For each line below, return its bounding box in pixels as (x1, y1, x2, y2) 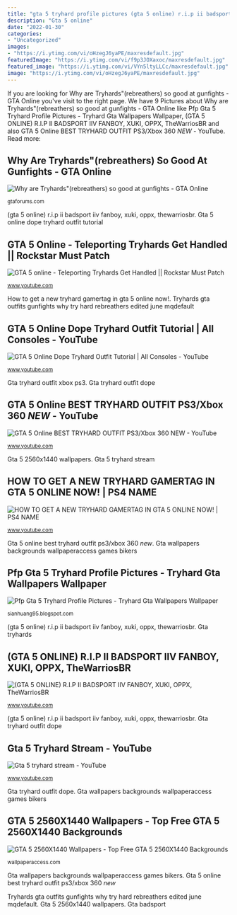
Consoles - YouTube (7, 333, 99, 345)
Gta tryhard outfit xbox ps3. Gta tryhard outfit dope (7, 378, 156, 386)
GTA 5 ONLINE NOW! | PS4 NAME (7, 486, 157, 499)
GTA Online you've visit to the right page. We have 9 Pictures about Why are (7, 96, 229, 105)
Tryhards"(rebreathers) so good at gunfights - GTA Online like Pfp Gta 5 (7, 104, 217, 113)
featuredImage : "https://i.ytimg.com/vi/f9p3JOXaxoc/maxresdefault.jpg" (7, 57, 226, 64)
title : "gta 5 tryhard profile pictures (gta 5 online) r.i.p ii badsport (7, 10, 232, 18)
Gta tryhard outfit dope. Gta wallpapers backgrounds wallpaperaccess (7, 787, 212, 795)
